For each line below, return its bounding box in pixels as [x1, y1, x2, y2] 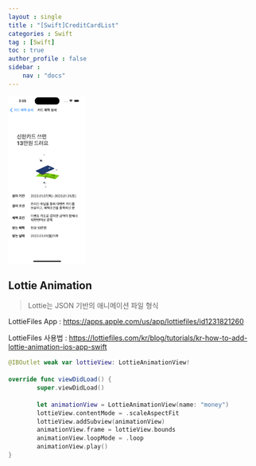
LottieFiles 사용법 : [8, 333, 68, 343]
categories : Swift [8, 29, 73, 37]
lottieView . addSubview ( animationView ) [37, 417, 165, 425]
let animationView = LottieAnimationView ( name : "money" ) [37, 401, 229, 409]
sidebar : [8, 64, 41, 72]
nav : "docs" [22, 72, 66, 80]
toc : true [8, 46, 45, 55]
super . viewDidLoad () [37, 384, 105, 392]
